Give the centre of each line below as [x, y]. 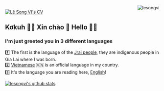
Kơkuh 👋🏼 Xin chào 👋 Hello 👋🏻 [51, 27]
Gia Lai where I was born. [31, 59]
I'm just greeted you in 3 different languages [59, 41]
